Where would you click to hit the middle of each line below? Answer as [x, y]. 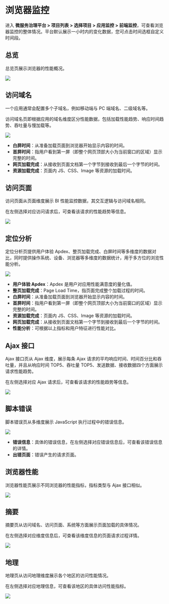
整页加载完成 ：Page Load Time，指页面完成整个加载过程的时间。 [80, 290]
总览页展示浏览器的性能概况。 [36, 68]
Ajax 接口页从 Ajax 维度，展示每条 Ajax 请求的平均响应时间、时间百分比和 [81, 359]
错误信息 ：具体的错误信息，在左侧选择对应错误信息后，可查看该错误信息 [87, 442]
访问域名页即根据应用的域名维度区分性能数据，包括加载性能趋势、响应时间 [82, 119]
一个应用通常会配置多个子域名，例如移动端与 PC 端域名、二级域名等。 [78, 108]
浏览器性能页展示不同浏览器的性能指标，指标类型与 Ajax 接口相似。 [75, 485]
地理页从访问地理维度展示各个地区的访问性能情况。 [58, 576]
